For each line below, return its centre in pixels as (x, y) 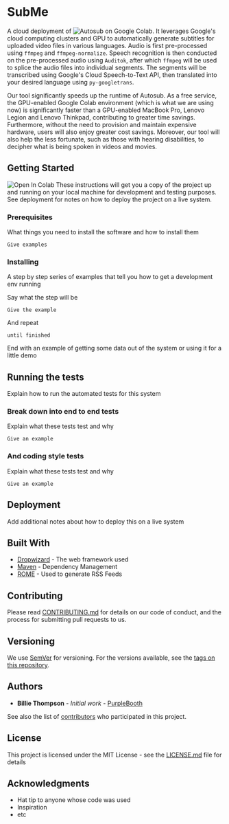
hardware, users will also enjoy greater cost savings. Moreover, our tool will (113, 132)
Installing (23, 262)
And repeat (23, 323)
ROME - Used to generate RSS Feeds (69, 574)
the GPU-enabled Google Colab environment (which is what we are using (110, 102)
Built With (28, 543)
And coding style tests (46, 456)
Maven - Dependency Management (67, 567)
